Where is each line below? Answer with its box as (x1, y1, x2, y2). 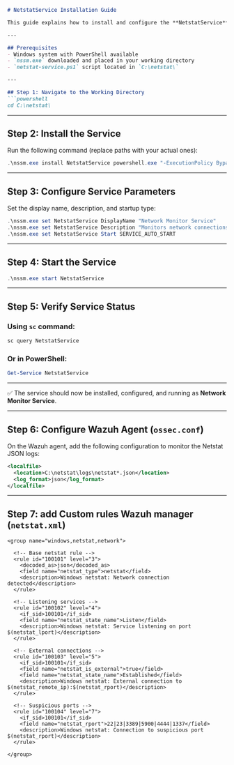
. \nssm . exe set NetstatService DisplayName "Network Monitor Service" (7, 218, 217, 225)
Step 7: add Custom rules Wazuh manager (7, 508, 194, 520)
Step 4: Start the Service (7, 257, 117, 268)
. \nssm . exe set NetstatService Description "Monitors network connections (7, 224, 229, 231)
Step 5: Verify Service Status (7, 301, 136, 312)
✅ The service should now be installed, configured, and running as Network (7, 389, 226, 397)
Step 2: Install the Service (7, 128, 121, 139)
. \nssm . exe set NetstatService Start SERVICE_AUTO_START (7, 230, 176, 237)
